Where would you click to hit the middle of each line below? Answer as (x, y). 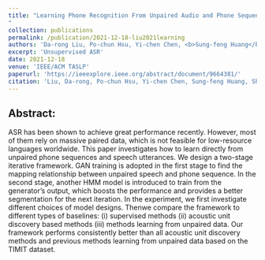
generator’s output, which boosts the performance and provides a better (126, 191)
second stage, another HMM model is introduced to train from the (115, 183)
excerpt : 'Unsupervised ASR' (56, 52)
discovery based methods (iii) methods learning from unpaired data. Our (126, 225)
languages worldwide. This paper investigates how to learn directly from (126, 149)
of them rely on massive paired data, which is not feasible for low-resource (130, 141)
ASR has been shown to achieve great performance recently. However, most (132, 132)
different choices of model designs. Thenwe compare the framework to (124, 208)
